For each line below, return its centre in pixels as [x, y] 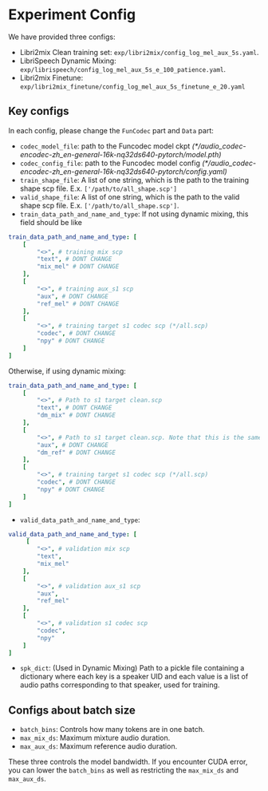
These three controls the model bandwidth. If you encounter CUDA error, [128, 762]
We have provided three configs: [62, 37]
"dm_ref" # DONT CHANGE [76, 453]
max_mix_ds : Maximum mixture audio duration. [95, 738]
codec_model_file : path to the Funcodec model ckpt [105, 146]
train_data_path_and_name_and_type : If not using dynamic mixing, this [134, 214]
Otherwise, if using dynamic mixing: [67, 371]
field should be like [51, 222]
